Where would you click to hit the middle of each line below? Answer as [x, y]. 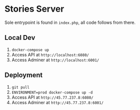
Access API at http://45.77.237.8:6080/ [52, 97]
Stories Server [34, 9]
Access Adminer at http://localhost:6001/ [55, 60]
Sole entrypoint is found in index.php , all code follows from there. [70, 22]
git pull [20, 87]
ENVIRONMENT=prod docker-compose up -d [52, 92]
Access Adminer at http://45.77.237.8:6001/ [58, 102]
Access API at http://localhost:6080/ [50, 55]
